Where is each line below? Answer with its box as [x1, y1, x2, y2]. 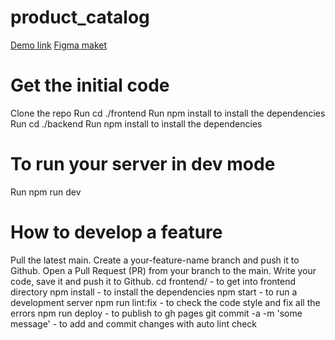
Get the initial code [10, 74, 170, 97]
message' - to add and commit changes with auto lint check [10, 317, 258, 330]
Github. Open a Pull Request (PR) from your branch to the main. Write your [10, 264, 317, 276]
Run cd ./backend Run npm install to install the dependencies [10, 117, 263, 130]
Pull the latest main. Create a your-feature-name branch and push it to [10, 254, 300, 266]
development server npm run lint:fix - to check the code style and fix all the [10, 296, 321, 308]
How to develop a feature [10, 221, 223, 243]
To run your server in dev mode [10, 153, 276, 176]
